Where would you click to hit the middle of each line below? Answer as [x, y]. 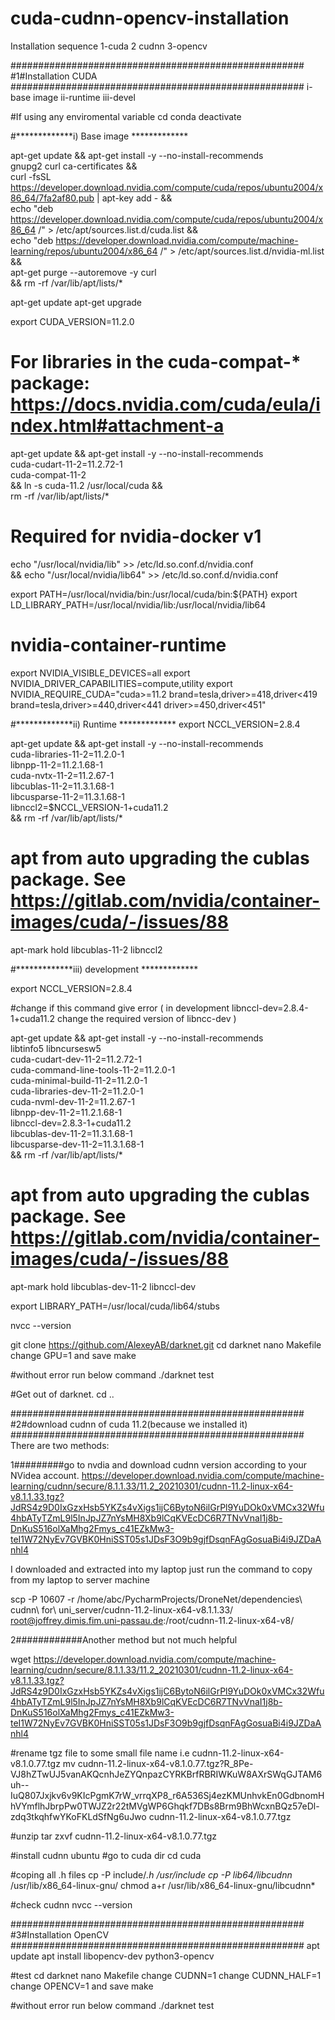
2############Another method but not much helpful [124, 1639]
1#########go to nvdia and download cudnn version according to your [159, 1464]
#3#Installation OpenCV [60, 1934]
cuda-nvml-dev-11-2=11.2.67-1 [72, 1101]
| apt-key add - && [134, 198]
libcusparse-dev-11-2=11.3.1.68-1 [77, 1144]
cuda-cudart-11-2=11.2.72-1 [66, 464]
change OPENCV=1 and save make [82, 1986]
